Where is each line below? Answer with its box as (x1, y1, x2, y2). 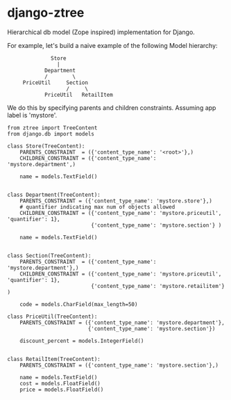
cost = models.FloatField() (19, 380, 101, 387)
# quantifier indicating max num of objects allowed (19, 203, 176, 210)
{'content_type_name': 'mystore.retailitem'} (91, 282, 225, 289)
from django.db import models (7, 130, 95, 137)
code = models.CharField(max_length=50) (19, 301, 138, 307)
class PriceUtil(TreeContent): (7, 313, 98, 320)
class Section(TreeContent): (7, 252, 92, 259)
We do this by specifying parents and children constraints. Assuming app (7, 103, 216, 112)
